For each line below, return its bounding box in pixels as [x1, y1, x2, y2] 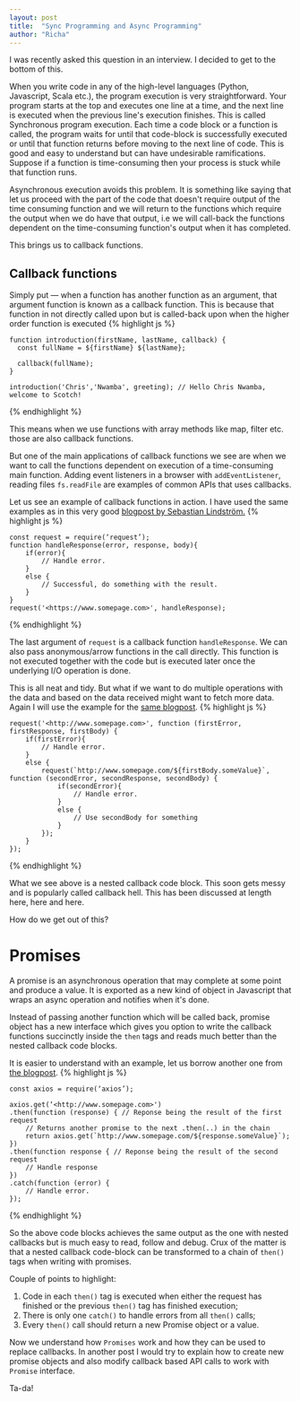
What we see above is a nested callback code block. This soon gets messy [9, 878, 287, 889]
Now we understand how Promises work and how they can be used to [9, 1337, 266, 1348]
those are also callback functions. [9, 433, 134, 444]
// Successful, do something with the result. [41, 580, 219, 589]
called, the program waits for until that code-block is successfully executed [9, 129, 288, 140]
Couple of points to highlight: [9, 1274, 116, 1284]
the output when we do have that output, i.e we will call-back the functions [9, 213, 285, 224]
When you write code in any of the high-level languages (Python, [9, 82, 249, 92]
